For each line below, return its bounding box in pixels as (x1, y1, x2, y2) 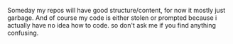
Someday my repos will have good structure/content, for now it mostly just (7, 6, 226, 14)
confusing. (7, 28, 39, 37)
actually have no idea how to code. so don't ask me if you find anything (7, 21, 217, 29)
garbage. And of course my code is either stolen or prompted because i (7, 13, 217, 22)
